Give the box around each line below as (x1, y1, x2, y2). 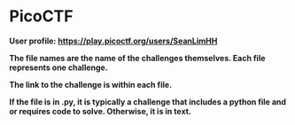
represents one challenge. (9, 62, 108, 73)
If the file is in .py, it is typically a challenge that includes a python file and (9, 96, 286, 107)
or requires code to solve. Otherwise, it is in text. (9, 105, 192, 116)
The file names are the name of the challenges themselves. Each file (9, 52, 266, 63)
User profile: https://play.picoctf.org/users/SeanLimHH (9, 35, 218, 46)
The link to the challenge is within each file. (9, 79, 173, 90)
